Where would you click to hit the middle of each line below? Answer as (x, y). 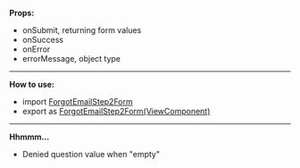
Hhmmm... (29, 137)
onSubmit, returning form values (82, 30)
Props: (22, 13)
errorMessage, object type (71, 59)
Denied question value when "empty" (91, 154)
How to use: (32, 84)
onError (36, 49)
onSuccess (43, 40)
